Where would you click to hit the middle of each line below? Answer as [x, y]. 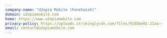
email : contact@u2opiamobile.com [40, 28]
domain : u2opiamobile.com [32, 14]
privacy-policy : [22, 23]
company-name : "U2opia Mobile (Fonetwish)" [51, 10]
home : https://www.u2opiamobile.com [43, 19]
